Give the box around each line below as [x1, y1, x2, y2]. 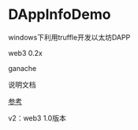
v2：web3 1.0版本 [8, 113, 67, 123]
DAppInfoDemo [8, 6, 111, 24]
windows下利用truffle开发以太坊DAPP [8, 32, 131, 42]
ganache [8, 63, 37, 72]
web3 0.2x [8, 48, 43, 58]
